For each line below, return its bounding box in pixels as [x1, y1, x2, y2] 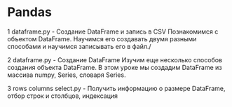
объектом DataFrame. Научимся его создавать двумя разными [7, 34, 197, 43]
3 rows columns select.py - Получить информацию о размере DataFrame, [7, 84, 226, 92]
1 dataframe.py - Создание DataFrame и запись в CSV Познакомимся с [7, 27, 219, 36]
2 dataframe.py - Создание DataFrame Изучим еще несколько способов [7, 55, 223, 64]
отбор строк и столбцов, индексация [7, 92, 118, 100]
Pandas [7, 4, 53, 20]
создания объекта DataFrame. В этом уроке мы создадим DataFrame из [7, 63, 222, 71]
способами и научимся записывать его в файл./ [7, 42, 152, 50]
